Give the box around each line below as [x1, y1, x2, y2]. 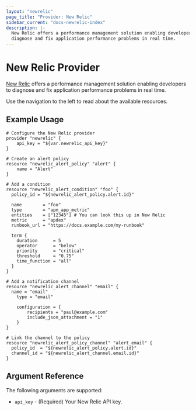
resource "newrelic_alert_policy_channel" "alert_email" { [6, 340, 153, 346]
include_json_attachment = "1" [27, 314, 103, 320]
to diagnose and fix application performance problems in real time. [6, 86, 166, 94]
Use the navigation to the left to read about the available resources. [6, 98, 168, 105]
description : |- [6, 25, 45, 31]
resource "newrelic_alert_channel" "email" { [6, 284, 118, 289]
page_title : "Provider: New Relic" [6, 14, 93, 20]
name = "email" [11, 289, 48, 295]
